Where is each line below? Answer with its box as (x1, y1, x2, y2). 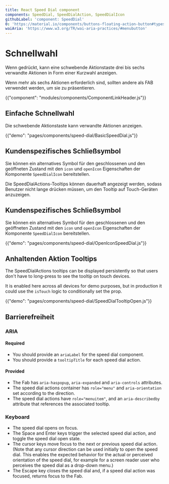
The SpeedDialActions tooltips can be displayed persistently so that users (5, 268, 158, 274)
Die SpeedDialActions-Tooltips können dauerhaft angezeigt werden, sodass (5, 181, 162, 187)
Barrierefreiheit (5, 313, 54, 321)
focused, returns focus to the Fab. (12, 473, 83, 479)
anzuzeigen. (5, 191, 31, 197)
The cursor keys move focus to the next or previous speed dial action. (12, 441, 158, 447)
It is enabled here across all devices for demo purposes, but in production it (5, 283, 162, 289)
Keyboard (5, 413, 30, 421)
